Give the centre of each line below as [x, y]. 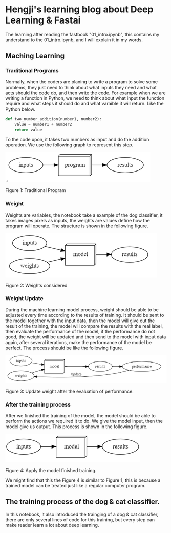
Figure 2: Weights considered [36, 285]
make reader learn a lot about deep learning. [52, 525]
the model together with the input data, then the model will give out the [80, 321]
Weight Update [24, 299]
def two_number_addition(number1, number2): [54, 119]
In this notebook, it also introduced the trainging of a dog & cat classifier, [82, 514]
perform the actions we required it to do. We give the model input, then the [84, 421]
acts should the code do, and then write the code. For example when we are [86, 93]
